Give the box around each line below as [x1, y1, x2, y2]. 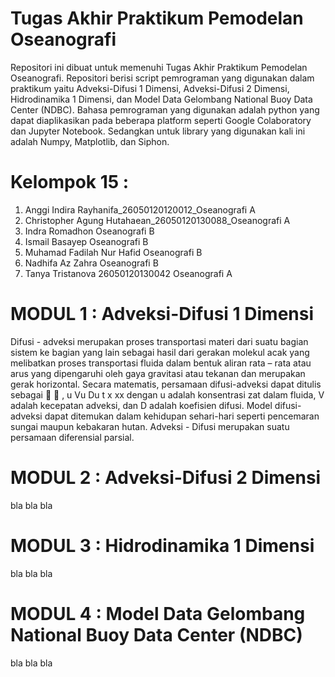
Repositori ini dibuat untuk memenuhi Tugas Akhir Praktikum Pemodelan [10, 61, 308, 73]
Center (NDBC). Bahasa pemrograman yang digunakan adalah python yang [10, 103, 320, 116]
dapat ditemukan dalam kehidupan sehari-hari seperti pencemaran [44, 410, 320, 422]
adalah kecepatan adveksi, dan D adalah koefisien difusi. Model [10, 399, 273, 411]
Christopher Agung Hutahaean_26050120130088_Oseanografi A [24, 214, 291, 226]
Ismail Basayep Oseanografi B [24, 235, 149, 247]
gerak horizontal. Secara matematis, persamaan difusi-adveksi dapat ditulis [10, 378, 322, 390]
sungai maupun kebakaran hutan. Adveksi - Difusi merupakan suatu [10, 420, 290, 432]
